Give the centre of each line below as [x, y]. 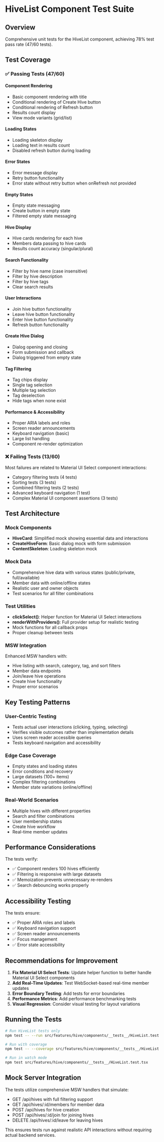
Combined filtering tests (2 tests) [46, 488]
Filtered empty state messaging [44, 216]
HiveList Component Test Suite [69, 9]
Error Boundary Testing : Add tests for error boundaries [68, 993]
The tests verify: [22, 859]
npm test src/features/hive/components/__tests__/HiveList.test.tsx [77, 1063]
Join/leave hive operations [39, 676]
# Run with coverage [26, 1044]
